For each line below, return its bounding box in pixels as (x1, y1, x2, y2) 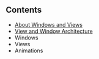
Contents (5, 5, 42, 15)
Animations (14, 47, 43, 54)
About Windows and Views (14, 21, 83, 28)
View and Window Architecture (14, 27, 93, 35)
